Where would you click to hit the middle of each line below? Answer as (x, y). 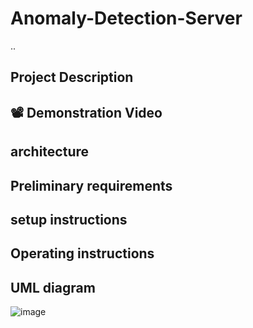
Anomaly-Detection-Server (126, 18)
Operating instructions (82, 253)
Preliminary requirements (91, 185)
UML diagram (53, 287)
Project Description (72, 77)
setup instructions (69, 219)
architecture (50, 152)
